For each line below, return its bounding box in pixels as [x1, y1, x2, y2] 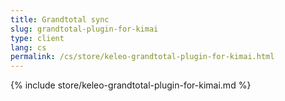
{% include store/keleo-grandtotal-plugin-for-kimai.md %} [10, 79, 252, 91]
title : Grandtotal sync [10, 14, 110, 25]
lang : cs [10, 42, 47, 53]
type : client [10, 33, 65, 43]
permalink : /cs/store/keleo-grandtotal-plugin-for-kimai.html [10, 52, 275, 62]
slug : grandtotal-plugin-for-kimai [10, 24, 159, 34]
